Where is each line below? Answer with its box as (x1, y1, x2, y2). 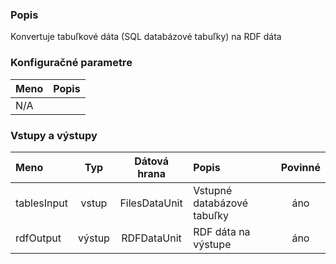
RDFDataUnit (121, 231, 182, 245)
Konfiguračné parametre (10, 56, 133, 70)
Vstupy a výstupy (10, 128, 98, 142)
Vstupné (193, 183, 233, 197)
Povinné (280, 160, 321, 174)
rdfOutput (15, 231, 62, 245)
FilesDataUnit (119, 196, 183, 210)
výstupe (193, 237, 232, 251)
